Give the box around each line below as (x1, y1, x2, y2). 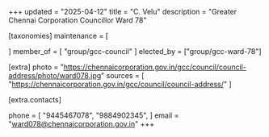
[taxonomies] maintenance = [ (8, 31, 109, 40)
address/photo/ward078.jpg (8, 71, 102, 80)
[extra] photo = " (8, 62, 65, 72)
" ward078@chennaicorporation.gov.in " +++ (8, 119, 155, 128)
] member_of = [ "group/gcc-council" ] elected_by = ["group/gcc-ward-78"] (8, 47, 262, 56)
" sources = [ (100, 71, 145, 80)
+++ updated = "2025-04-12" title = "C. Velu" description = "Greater (8, 7, 237, 16)
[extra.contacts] (8, 95, 62, 104)
